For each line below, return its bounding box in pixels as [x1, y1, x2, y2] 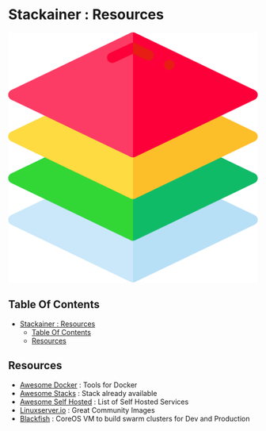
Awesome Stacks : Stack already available [19, 388, 158, 398]
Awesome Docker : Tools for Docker [19, 379, 138, 390]
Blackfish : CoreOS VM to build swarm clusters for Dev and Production [19, 414, 250, 423]
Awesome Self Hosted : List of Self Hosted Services [19, 397, 189, 406]
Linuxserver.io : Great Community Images [19, 405, 156, 414]
